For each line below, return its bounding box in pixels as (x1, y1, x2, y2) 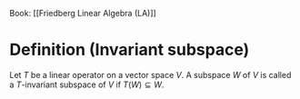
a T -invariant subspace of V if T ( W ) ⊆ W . (9, 79, 165, 90)
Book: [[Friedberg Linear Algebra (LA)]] (9, 8, 156, 18)
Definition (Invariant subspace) (9, 40, 250, 60)
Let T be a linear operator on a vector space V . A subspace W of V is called (9, 69, 292, 80)
